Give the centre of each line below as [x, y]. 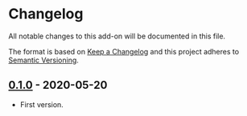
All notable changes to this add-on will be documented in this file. [117, 36]
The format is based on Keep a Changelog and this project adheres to [124, 51]
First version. [42, 104]
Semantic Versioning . [43, 60]
